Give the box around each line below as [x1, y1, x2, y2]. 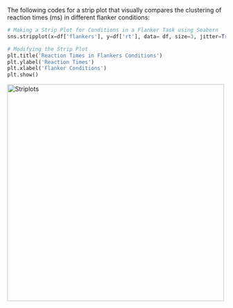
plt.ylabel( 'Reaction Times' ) [7, 58, 95, 65]
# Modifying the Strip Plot [7, 45, 89, 53]
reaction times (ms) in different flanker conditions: [7, 13, 150, 22]
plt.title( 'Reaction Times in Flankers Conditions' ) [7, 52, 163, 59]
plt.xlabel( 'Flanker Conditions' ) [7, 65, 107, 72]
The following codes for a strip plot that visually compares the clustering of [7, 6, 222, 14]
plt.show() [7, 71, 39, 78]
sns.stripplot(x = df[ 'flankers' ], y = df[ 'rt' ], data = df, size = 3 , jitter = [7, 33, 222, 40]
